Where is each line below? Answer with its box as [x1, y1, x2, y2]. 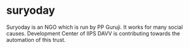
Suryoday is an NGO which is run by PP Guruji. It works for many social [6, 23, 183, 31]
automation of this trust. [6, 36, 66, 43]
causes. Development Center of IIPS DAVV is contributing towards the [6, 29, 180, 37]
